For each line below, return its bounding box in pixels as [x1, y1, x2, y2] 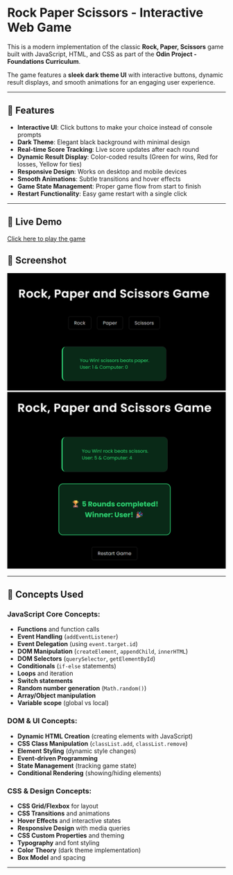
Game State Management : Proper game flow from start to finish [17, 182, 201, 190]
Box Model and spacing [17, 853, 86, 861]
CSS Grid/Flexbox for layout [17, 802, 98, 810]
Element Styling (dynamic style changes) [17, 747, 137, 755]
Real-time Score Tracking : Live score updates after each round [17, 145, 200, 153]
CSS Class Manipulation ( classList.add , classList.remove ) [17, 739, 189, 747]
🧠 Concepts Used [7, 589, 84, 600]
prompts [17, 130, 42, 139]
